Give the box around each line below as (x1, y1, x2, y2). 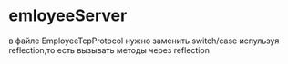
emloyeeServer (8, 5, 128, 26)
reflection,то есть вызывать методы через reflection (8, 44, 211, 55)
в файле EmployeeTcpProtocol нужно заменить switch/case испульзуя (8, 35, 280, 46)
